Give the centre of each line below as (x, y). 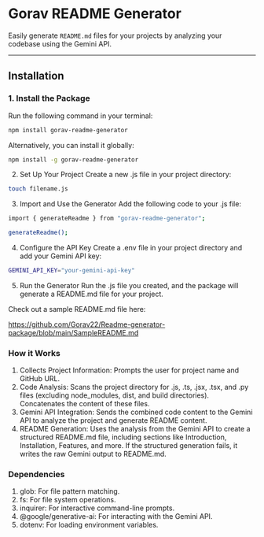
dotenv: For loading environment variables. (89, 525)
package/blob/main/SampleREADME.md (73, 332)
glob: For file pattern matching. (70, 491)
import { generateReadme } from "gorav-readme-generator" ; (107, 219)
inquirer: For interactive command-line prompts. (97, 508)
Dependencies (37, 475)
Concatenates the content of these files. (84, 404)
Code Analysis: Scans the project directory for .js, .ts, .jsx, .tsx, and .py (134, 387)
